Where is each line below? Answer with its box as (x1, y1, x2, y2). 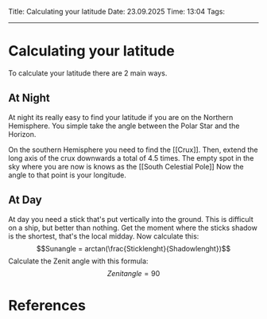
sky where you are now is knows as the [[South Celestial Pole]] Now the (8, 161, 244, 171)
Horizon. (8, 129, 37, 138)
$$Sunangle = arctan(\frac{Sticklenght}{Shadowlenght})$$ (36, 243, 231, 253)
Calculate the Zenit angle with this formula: (8, 256, 149, 266)
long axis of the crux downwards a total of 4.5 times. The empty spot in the (8, 153, 254, 162)
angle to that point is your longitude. (8, 170, 127, 180)
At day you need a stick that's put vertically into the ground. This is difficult (8, 214, 253, 224)
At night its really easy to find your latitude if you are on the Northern (8, 112, 234, 122)
